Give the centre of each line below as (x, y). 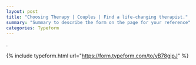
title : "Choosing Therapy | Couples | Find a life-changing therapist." (97, 17)
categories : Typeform (33, 28)
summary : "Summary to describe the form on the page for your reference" (99, 22)
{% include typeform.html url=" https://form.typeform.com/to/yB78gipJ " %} (98, 56)
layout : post (22, 11)
